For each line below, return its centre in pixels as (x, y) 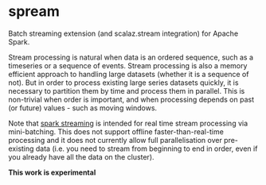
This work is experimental (52, 172)
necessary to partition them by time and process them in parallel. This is (127, 91)
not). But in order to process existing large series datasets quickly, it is (123, 83)
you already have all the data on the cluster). (81, 156)
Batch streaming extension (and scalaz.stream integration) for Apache (123, 33)
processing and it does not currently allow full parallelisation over (115, 140)
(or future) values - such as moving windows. (83, 108)
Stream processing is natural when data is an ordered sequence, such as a (131, 57)
